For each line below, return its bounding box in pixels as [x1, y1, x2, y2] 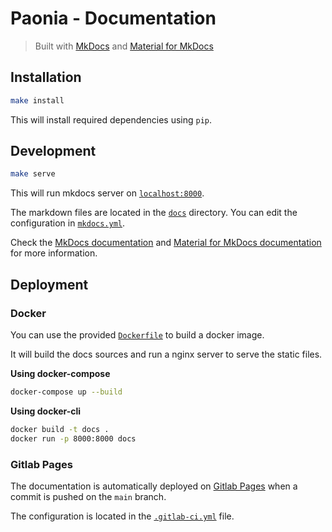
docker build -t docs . [10, 424, 110, 434]
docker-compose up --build [10, 387, 123, 397]
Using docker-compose [10, 368, 111, 379]
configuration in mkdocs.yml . [10, 217, 126, 229]
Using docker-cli [10, 405, 82, 417]
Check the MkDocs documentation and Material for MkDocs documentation [10, 237, 322, 249]
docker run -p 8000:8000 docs [10, 433, 137, 444]
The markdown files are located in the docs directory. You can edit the [10, 207, 298, 219]
